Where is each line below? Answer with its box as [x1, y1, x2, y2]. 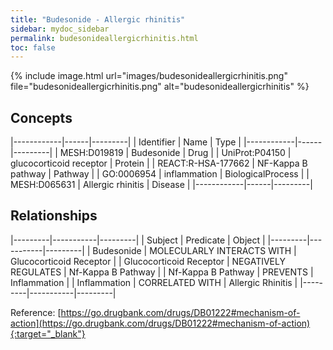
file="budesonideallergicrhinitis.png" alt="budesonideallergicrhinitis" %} [10, 81, 310, 93]
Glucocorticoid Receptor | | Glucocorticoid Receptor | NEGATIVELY [10, 255, 286, 267]
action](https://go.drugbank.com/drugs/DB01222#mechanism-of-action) [10, 317, 311, 329]
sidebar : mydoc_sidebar [10, 24, 110, 34]
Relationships [10, 207, 98, 225]
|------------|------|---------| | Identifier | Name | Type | [10, 136, 242, 148]
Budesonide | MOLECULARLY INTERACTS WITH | [92, 244, 297, 256]
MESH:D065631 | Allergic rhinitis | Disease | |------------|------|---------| [10, 179, 313, 191]
